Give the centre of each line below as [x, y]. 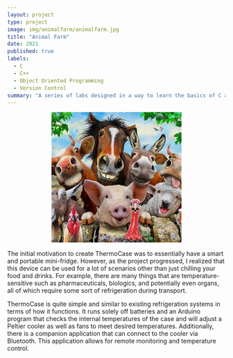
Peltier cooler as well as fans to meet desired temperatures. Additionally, [111, 326]
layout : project [31, 15]
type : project [28, 22]
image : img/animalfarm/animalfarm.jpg [63, 29]
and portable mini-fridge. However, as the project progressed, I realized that [116, 261]
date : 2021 [23, 44]
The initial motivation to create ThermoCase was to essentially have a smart [115, 254]
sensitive [20, 283]
